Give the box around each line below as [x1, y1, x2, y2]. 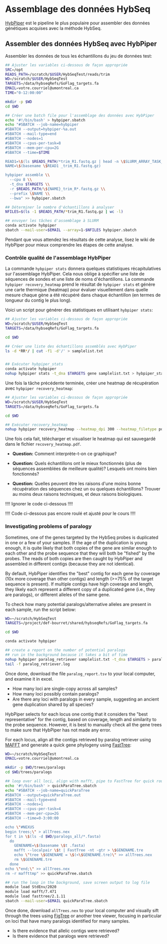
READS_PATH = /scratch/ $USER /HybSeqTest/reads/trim [5, 72, 110, 77]
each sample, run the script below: [5, 606, 76, 612]
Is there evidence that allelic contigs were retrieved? [12, 928, 120, 934]
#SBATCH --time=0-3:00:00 [5, 816, 59, 821]
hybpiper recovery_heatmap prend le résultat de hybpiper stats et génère [5, 281, 156, 287]
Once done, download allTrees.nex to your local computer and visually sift [5, 907, 159, 913]
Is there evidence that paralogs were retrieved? [12, 933, 109, 939]
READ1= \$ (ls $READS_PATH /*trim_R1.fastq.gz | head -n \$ [5, 159, 126, 164]
